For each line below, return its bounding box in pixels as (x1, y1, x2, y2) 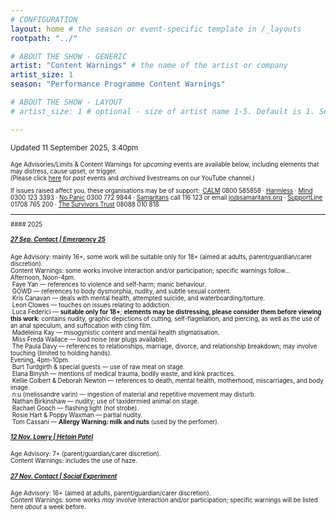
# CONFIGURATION (10, 14, 78, 25)
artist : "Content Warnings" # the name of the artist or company (10, 61, 288, 71)
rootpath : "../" (10, 33, 78, 43)
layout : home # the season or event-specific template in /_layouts (10, 24, 302, 34)
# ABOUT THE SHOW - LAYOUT (10, 97, 123, 107)
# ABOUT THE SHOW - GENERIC (10, 51, 128, 61)
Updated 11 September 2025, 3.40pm (10, 142, 139, 153)
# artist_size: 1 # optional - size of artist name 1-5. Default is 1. (10, 106, 315, 116)
